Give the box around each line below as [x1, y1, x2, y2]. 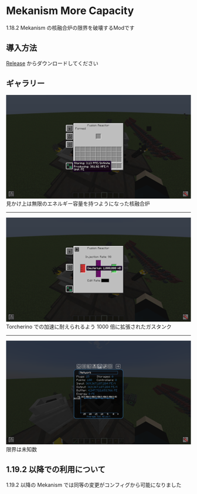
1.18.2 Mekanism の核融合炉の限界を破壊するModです [6, 24, 135, 31]
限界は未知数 [6, 446, 37, 453]
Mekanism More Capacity [6, 4, 134, 18]
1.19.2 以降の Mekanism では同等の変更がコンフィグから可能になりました [6, 481, 182, 488]
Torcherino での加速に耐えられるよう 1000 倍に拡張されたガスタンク [6, 323, 172, 330]
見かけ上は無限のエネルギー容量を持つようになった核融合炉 [6, 200, 150, 207]
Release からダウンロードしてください [6, 60, 98, 67]
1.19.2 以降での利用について [6, 465, 106, 475]
